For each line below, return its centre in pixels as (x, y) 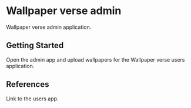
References (28, 84)
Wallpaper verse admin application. (49, 27)
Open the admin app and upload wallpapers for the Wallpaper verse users (95, 59)
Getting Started (35, 45)
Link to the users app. (32, 99)
